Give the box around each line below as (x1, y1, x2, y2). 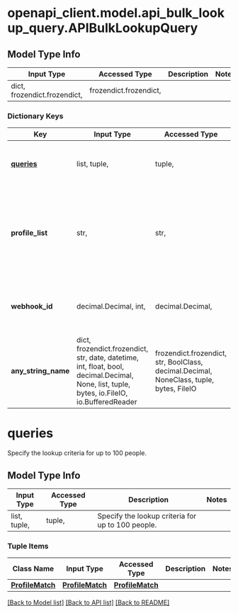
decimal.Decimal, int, (76, 302, 146, 311)
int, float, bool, (76, 362, 124, 372)
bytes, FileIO (154, 384, 197, 394)
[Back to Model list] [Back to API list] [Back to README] (7, 598, 170, 607)
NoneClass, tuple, (154, 375, 215, 385)
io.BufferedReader (76, 397, 137, 407)
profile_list (11, 228, 48, 238)
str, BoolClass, (154, 357, 203, 367)
